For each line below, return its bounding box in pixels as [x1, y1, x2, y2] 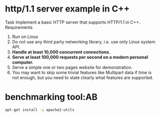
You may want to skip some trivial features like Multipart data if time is [12, 69, 152, 75]
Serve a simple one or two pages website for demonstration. [12, 64, 133, 70]
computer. [12, 59, 34, 65]
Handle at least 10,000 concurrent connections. [12, 49, 111, 55]
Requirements [5, 24, 33, 30]
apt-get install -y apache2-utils [5, 107, 75, 112]
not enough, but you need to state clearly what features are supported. [12, 75, 154, 80]
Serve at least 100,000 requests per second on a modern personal [12, 54, 148, 60]
